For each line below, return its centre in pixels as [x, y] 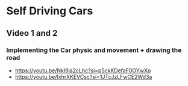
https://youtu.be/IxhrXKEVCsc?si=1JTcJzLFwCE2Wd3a [83, 76]
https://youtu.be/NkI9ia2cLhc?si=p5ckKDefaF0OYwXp [83, 70]
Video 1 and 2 [32, 33]
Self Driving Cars [50, 11]
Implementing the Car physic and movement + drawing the [94, 50]
